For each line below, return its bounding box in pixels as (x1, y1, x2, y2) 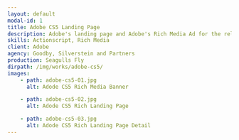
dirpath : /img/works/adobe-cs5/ (7, 63, 103, 70)
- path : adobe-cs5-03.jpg (20, 115, 97, 123)
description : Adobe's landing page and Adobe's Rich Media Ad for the (7, 30, 221, 38)
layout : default (7, 10, 55, 18)
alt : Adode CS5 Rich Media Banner (26, 83, 129, 90)
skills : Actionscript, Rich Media (7, 37, 110, 44)
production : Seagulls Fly (7, 57, 84, 64)
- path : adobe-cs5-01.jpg (20, 76, 97, 84)
